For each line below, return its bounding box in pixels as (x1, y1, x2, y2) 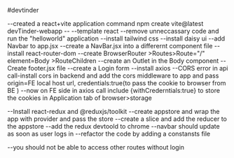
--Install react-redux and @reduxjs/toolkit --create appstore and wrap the (7, 108, 220, 115)
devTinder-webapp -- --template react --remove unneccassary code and (7, 27, 219, 35)
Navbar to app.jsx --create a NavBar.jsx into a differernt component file (7, 42, 213, 50)
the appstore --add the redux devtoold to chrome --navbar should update (7, 122, 220, 130)
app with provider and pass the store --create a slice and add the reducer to (7, 115, 228, 123)
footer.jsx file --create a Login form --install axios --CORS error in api (27, 64, 228, 72)
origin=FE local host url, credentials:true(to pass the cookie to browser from (7, 79, 226, 87)
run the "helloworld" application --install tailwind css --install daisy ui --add (7, 34, 226, 43)
